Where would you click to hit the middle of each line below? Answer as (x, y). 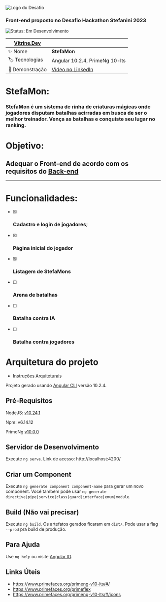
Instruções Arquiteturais (37, 376)
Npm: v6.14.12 (19, 422)
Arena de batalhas (35, 295)
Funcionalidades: (42, 198)
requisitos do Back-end (42, 171)
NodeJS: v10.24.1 (23, 413)
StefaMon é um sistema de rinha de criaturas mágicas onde (78, 107)
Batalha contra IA (34, 318)
